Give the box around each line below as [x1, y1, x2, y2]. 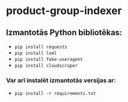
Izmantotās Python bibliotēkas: [6, 28, 123, 38]
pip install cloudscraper [14, 63, 78, 69]
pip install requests [14, 44, 67, 50]
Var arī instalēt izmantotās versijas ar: [6, 76, 116, 84]
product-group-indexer [6, 4, 122, 18]
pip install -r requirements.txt [14, 91, 96, 97]
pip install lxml [14, 50, 57, 56]
